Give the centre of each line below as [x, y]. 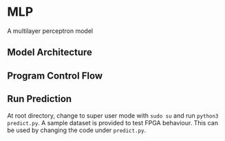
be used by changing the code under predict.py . [77, 130]
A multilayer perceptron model [50, 31]
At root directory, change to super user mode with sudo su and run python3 [113, 115]
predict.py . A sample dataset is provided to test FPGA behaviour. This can [113, 123]
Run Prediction [40, 99]
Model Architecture [50, 52]
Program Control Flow [55, 76]
